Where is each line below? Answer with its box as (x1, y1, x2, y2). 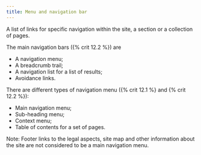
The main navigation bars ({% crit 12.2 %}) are (6, 43, 122, 51)
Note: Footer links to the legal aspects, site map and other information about (6, 135, 195, 142)
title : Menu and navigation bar (6, 8, 87, 15)
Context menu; (14, 117, 52, 124)
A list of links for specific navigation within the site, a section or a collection (6, 25, 193, 33)
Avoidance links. (14, 74, 56, 81)
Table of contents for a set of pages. (14, 123, 106, 130)
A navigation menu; (14, 55, 63, 62)
